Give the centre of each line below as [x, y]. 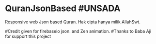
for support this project [28, 36]
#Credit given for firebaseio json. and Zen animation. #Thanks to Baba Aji [78, 31]
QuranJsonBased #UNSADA [63, 8]
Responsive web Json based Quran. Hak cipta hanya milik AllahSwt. [73, 22]
